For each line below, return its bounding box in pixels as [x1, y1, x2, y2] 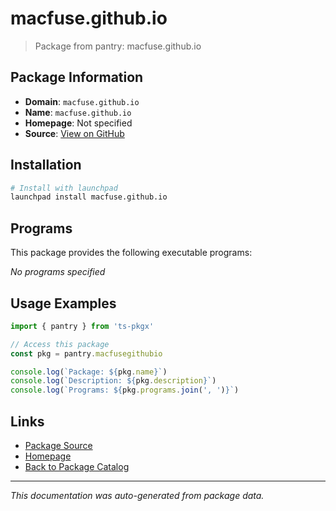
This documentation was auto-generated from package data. [10, 490, 265, 501]
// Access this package [10, 339, 110, 349]
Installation [10, 157, 82, 174]
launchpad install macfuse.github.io [10, 192, 168, 202]
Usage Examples [10, 295, 117, 312]
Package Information [10, 69, 144, 86]
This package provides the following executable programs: [10, 247, 253, 259]
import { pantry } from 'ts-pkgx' [10, 321, 155, 331]
